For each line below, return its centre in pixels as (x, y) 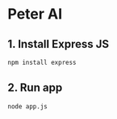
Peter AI (35, 14)
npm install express (42, 62)
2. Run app (35, 88)
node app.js (27, 106)
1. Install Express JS (58, 44)
